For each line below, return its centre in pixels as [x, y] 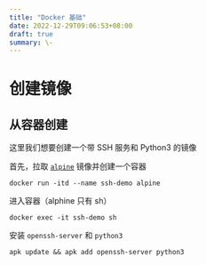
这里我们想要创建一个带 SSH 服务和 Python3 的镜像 [103, 148]
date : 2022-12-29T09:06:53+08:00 [71, 26]
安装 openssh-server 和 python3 [66, 236]
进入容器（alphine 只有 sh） [60, 201]
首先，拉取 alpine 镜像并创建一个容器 [78, 166]
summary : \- [31, 42]
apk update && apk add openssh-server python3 [97, 253]
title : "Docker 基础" [48, 17]
